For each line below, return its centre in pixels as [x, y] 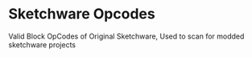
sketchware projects [42, 44]
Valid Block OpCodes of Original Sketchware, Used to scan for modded [126, 36]
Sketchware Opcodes [82, 14]
